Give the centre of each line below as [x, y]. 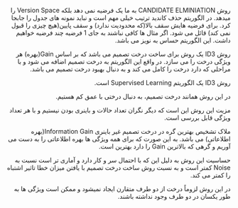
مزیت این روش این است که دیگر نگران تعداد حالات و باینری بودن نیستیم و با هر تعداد [120, 110]
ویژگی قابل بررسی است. [197, 117]
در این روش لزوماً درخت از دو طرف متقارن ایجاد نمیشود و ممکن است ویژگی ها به [122, 189]
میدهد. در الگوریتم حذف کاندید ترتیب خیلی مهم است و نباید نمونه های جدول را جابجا [121, 18]
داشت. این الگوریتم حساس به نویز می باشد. [173, 40]
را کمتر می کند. [210, 175]
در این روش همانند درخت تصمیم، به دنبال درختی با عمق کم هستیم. [143, 96]
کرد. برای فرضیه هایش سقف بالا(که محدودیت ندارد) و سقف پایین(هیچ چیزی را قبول [121, 25]
